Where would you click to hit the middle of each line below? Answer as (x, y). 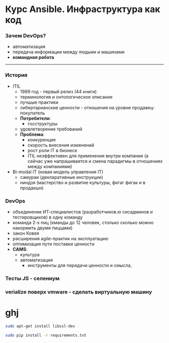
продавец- (143, 107)
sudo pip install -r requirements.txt (46, 335)
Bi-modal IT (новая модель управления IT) (58, 172)
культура (30, 255)
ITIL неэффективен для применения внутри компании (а (88, 156)
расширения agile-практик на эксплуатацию (60, 239)
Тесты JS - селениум (32, 278)
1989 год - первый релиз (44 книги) (58, 91)
